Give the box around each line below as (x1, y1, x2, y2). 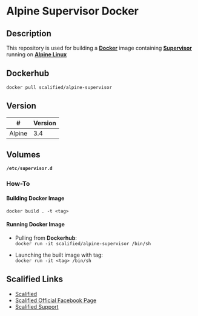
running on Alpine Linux (6, 51, 67, 58)
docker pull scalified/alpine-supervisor (6, 84, 113, 90)
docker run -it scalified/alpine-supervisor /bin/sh (15, 240, 151, 246)
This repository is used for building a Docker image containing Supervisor (6, 44, 192, 51)
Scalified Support (15, 303, 59, 310)
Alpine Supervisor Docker (6, 4, 139, 18)
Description (6, 28, 51, 39)
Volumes (6, 150, 41, 160)
